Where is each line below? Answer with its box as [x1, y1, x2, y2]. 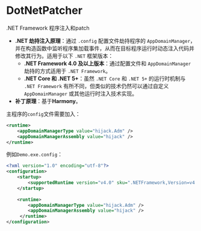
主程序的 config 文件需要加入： [6, 110, 81, 118]
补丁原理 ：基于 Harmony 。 [14, 97, 81, 104]
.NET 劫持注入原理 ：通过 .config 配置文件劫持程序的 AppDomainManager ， [14, 37, 196, 44]
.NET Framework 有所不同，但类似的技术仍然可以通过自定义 [23, 82, 169, 89]
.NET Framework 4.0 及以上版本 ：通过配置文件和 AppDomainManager [23, 60, 191, 67]
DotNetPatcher [6, 4, 83, 17]
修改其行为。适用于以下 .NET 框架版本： [14, 52, 114, 59]
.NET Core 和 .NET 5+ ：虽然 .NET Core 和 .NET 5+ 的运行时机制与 [23, 75, 186, 82]
